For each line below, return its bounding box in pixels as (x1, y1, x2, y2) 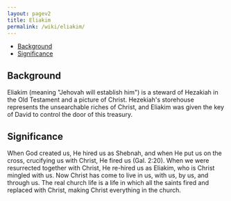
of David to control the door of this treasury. (7, 111, 133, 119)
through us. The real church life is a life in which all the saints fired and (7, 179, 209, 186)
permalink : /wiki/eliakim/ (7, 23, 85, 30)
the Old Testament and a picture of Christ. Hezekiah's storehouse (7, 95, 194, 104)
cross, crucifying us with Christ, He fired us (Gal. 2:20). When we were (7, 156, 209, 164)
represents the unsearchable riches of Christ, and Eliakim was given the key (7, 103, 224, 111)
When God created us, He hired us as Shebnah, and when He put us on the (7, 149, 222, 157)
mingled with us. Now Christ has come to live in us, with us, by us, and (7, 171, 209, 179)
